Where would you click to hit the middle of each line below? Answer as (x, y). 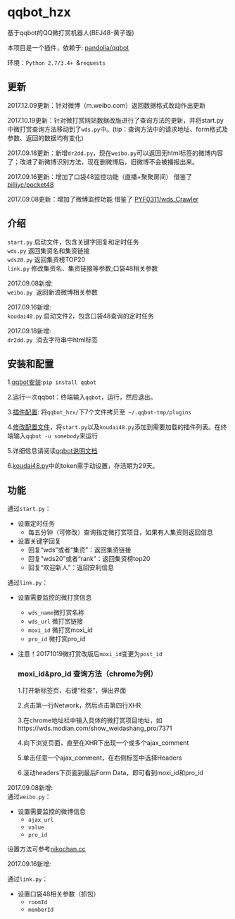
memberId (41, 910)
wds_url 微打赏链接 (55, 622)
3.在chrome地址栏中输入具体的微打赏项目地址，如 (90, 720)
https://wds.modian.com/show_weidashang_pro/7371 (95, 728)
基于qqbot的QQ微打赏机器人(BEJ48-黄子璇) (71, 32)
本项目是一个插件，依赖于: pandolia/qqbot (68, 47)
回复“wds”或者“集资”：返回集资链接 (80, 550)
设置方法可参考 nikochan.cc (46, 849)
